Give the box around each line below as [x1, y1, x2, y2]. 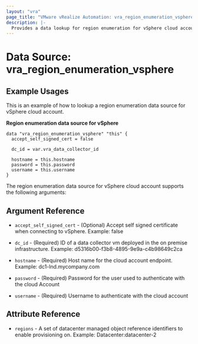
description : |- [6, 19, 46, 25]
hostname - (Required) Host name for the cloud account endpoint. [14, 257, 173, 264]
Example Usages [6, 86, 69, 96]
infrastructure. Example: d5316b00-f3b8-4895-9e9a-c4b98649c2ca [14, 246, 183, 253]
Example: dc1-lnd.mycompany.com [14, 263, 100, 270]
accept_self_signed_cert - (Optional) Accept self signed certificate [14, 221, 179, 229]
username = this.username [11, 167, 75, 173]
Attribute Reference [6, 309, 81, 319]
